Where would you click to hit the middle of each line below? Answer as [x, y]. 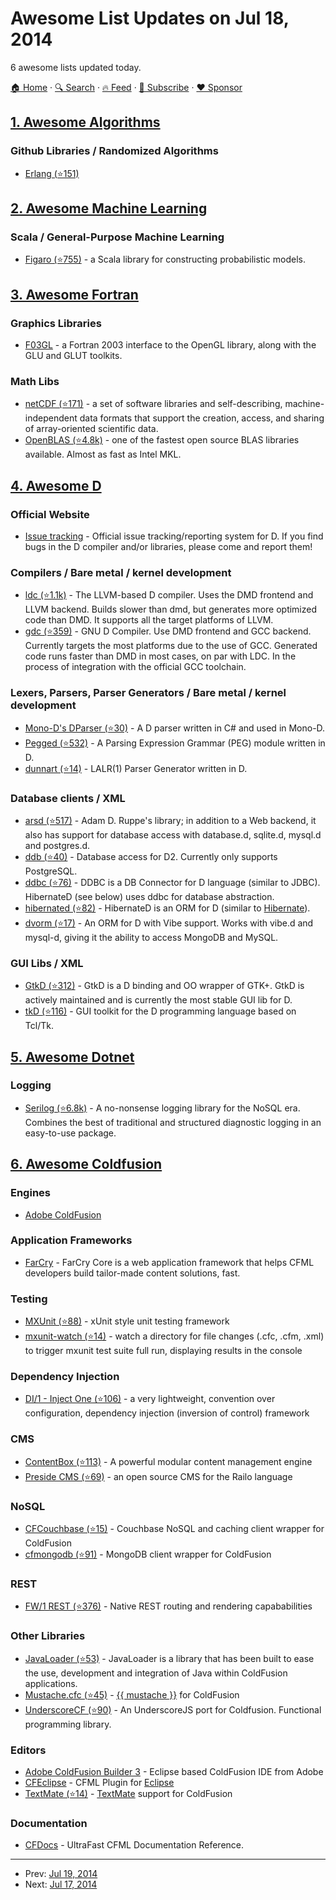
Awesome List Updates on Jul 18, [150, 18]
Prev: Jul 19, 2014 [61, 1874]
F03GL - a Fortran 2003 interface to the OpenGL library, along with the [170, 345]
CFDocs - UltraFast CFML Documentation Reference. [134, 1845]
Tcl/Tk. [39, 1026]
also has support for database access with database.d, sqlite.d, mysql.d [173, 834]
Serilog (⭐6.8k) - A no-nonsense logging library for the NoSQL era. [162, 1108]
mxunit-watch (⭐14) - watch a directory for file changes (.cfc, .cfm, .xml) [174, 1336]
